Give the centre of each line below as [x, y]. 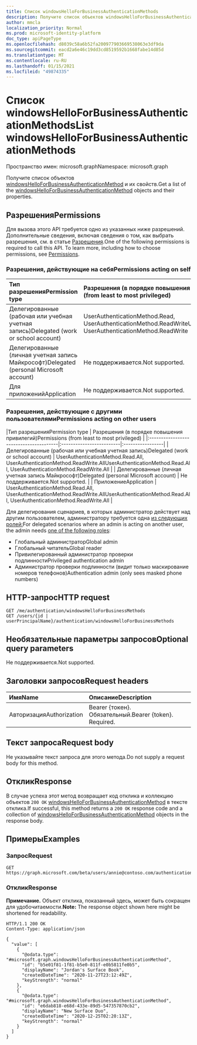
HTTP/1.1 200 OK [26, 924]
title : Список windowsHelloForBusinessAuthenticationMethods [82, 11]
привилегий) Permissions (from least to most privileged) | [75, 438]
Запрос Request [29, 856]
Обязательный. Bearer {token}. [131, 715]
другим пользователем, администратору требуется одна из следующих [97, 518]
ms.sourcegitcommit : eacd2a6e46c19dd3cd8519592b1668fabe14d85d [85, 50]
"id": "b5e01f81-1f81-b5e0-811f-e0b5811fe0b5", [81, 965]
